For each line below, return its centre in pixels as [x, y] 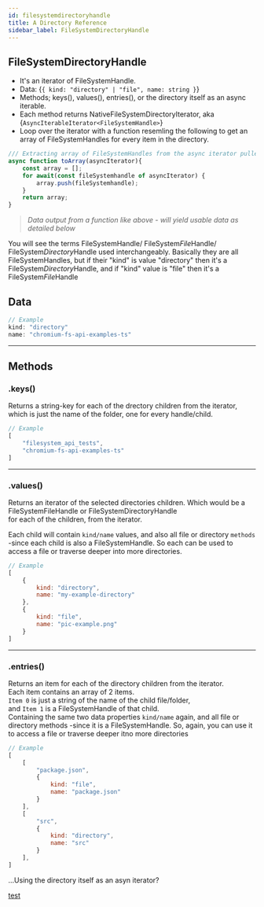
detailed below [51, 228]
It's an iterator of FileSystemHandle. [77, 81]
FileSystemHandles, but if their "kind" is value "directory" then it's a [118, 260]
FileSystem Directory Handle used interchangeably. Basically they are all [123, 252]
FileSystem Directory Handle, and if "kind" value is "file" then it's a [114, 269]
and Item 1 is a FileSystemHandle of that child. [84, 708]
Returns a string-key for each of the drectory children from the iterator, [123, 406]
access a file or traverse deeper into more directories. [95, 551]
